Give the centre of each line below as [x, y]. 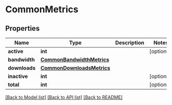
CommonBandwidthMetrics [75, 60]
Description [130, 43]
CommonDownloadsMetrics [75, 68]
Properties [23, 28]
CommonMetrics [42, 9]
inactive [18, 76]
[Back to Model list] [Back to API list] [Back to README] [64, 97]
